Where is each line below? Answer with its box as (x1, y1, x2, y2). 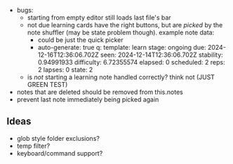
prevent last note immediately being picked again (16, 95, 159, 104)
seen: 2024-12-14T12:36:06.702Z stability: (100, 50, 224, 59)
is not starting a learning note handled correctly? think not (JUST (27, 73, 215, 81)
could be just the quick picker (37, 36, 124, 44)
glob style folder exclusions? (16, 134, 100, 142)
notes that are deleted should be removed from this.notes (16, 88, 183, 96)
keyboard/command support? (16, 149, 103, 157)
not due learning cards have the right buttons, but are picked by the (27, 21, 223, 29)
